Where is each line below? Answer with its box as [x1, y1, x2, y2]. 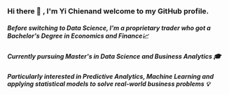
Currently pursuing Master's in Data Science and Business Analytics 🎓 [7, 52, 221, 60]
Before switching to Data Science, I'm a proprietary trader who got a [7, 24, 211, 32]
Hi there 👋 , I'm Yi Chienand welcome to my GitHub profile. [7, 6, 209, 16]
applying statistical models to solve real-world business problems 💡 [7, 80, 210, 88]
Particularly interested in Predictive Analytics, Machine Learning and [7, 73, 214, 81]
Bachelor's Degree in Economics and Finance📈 [7, 31, 149, 40]
